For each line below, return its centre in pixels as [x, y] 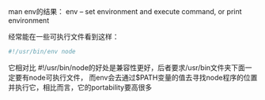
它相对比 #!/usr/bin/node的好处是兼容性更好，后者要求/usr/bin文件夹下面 [127, 67]
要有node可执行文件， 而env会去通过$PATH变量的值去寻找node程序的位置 [136, 77]
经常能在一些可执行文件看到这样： [64, 37]
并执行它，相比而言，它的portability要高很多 [80, 87]
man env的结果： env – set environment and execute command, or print [125, 11]
